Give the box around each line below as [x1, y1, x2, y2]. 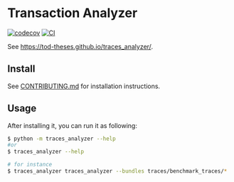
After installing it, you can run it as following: [7, 121, 137, 129]
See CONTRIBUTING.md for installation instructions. [7, 82, 161, 90]
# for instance [7, 161, 53, 168]
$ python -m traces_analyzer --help [7, 135, 116, 142]
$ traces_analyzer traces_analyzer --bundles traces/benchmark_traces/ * [7, 168, 228, 175]
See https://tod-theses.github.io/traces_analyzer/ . [7, 42, 154, 50]
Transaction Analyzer [7, 5, 138, 21]
